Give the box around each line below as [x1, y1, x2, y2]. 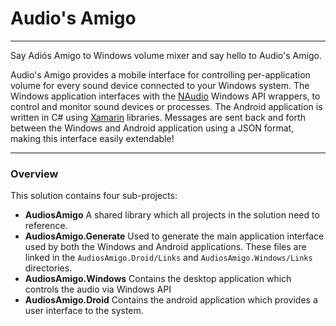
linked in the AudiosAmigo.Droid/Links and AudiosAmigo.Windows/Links [24, 252, 313, 264]
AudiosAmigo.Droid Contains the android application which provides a [24, 294, 318, 306]
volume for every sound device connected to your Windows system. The [10, 79, 310, 91]
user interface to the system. [24, 305, 144, 317]
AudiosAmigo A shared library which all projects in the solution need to [24, 209, 320, 221]
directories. [24, 262, 73, 274]
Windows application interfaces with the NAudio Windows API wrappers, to [10, 90, 321, 102]
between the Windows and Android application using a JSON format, [10, 122, 295, 134]
